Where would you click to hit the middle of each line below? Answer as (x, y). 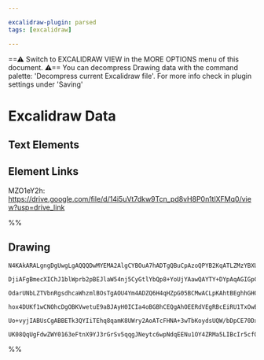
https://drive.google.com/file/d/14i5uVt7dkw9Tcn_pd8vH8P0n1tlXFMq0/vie (130, 199)
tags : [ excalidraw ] (40, 30)
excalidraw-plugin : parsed (52, 22)
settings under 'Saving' (46, 84)
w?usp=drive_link (37, 207)
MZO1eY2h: (27, 191)
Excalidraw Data (62, 116)
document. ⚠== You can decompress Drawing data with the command (123, 67)
